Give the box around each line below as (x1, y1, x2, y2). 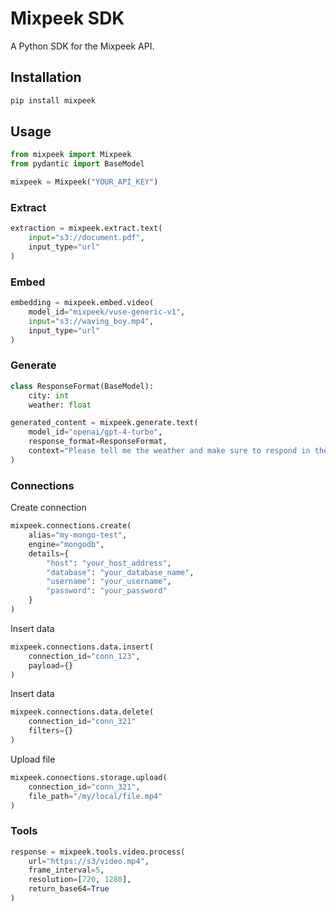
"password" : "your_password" (46, 586, 168, 596)
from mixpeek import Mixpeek (10, 150, 132, 160)
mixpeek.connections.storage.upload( (10, 772, 168, 782)
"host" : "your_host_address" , (46, 558, 172, 568)
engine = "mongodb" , (28, 539, 105, 549)
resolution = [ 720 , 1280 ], (28, 875, 132, 885)
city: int (28, 390, 70, 401)
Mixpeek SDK (10, 7, 125, 30)
